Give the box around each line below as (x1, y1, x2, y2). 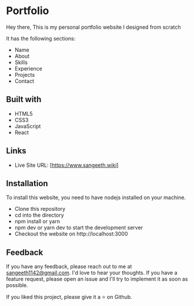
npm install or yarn (14, 218, 61, 225)
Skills (14, 59, 28, 66)
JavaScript (14, 122, 41, 130)
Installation (6, 178, 48, 189)
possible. (6, 282, 28, 289)
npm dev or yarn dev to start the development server (14, 224, 143, 231)
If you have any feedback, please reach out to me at (6, 263, 132, 270)
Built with (6, 95, 42, 105)
